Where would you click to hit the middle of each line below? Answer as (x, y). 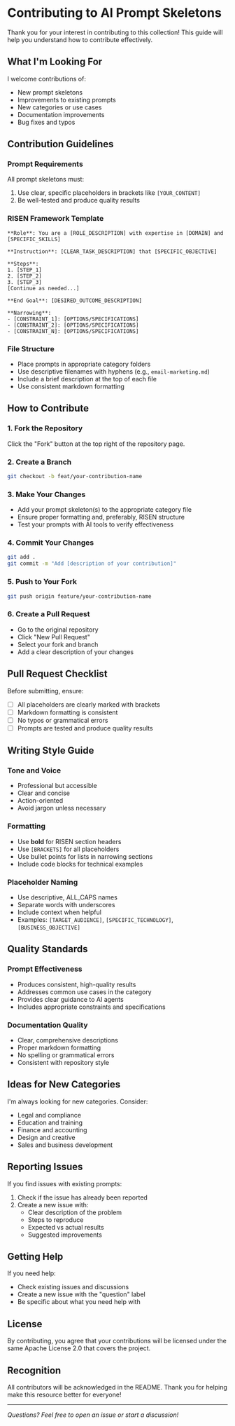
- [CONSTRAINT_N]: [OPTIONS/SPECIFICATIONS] (73, 331)
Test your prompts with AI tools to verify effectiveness (95, 524)
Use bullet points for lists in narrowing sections (85, 856)
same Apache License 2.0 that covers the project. (79, 1348)
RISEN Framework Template (56, 219)
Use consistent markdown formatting (71, 386)
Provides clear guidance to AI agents (70, 999)
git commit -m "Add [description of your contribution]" (92, 564)
